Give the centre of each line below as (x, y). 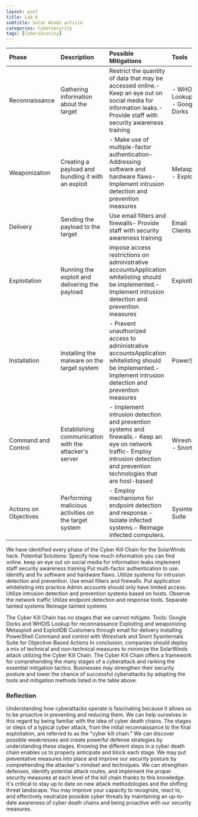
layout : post (22, 12)
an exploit (74, 184)
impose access (130, 248)
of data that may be (136, 79)
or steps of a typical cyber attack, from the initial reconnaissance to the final (99, 727)
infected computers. (137, 535)
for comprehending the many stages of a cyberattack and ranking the (90, 662)
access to (123, 339)
